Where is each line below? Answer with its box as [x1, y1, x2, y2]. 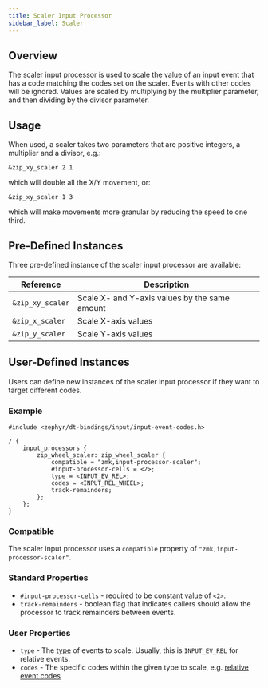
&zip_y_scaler [12, 329, 66, 338]
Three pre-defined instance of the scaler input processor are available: [8, 260, 242, 269]
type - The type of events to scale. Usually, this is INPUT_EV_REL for [19, 645, 239, 655]
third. [8, 216, 26, 225]
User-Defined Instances [8, 356, 130, 369]
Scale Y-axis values [77, 328, 153, 340]
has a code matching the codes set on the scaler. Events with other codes [8, 78, 251, 88]
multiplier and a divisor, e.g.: [8, 149, 101, 158]
